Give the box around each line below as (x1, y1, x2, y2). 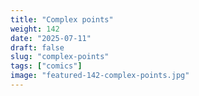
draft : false (10, 42, 65, 53)
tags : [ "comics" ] (10, 61, 83, 71)
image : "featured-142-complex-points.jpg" (10, 71, 190, 81)
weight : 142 (10, 24, 60, 34)
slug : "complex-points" (10, 52, 110, 62)
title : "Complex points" (10, 14, 114, 25)
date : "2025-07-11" (10, 33, 92, 43)
